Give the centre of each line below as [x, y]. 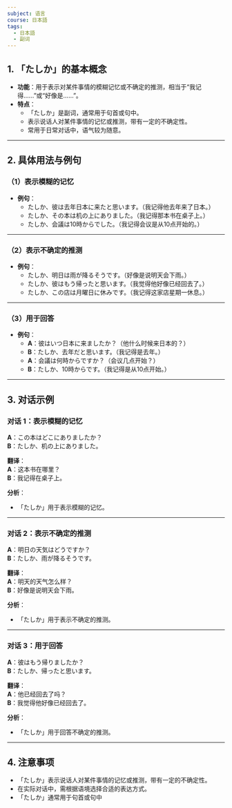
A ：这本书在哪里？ [34, 469]
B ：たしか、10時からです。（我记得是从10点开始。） [99, 369]
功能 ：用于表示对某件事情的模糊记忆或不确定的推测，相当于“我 [106, 86]
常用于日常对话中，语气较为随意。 [76, 130]
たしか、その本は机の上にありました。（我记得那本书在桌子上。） [118, 215]
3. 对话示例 [31, 400]
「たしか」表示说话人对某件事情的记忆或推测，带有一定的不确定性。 [114, 780]
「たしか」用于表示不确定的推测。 [66, 619]
